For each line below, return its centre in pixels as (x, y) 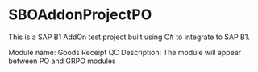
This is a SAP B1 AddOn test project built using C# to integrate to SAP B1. (129, 37)
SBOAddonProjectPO (80, 15)
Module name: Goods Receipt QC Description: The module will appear (125, 52)
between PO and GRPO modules (62, 61)
